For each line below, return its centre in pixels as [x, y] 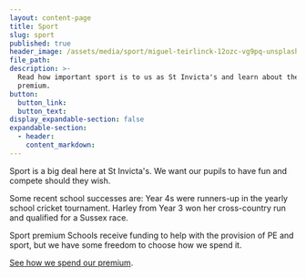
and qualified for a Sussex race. [69, 217]
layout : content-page [51, 18]
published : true [40, 43]
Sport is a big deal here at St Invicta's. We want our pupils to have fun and [148, 170]
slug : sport [32, 35]
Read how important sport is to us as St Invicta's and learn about [150, 77]
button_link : [42, 103]
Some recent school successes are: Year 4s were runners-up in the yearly [149, 198]
